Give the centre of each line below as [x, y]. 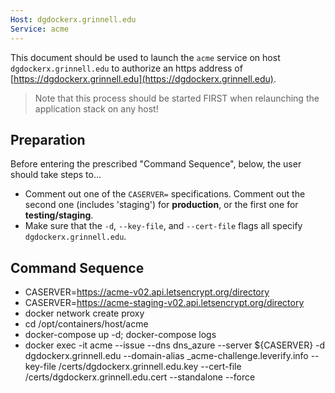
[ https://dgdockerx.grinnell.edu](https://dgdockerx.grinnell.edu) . [143, 78]
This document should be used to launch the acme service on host [145, 57]
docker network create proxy [84, 313]
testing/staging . [59, 215]
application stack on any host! [96, 108]
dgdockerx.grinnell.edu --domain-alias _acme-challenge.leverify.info [166, 356]
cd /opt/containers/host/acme [86, 324]
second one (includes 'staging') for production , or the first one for [161, 205]
